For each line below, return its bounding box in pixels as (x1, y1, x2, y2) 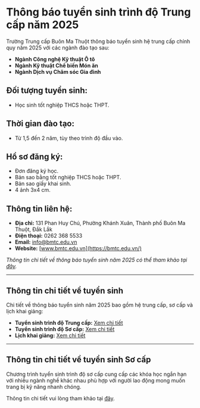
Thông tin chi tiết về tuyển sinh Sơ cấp (6, 354, 151, 365)
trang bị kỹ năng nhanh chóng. (6, 383, 82, 390)
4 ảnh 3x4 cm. (14, 186, 51, 194)
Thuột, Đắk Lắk (14, 226, 52, 233)
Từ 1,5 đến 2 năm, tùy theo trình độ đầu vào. (14, 134, 123, 142)
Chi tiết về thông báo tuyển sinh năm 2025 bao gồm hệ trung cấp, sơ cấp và (6, 301, 193, 309)
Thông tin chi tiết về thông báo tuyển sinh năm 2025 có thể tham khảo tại (6, 256, 187, 264)
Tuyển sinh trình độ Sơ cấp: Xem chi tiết (14, 326, 115, 332)
